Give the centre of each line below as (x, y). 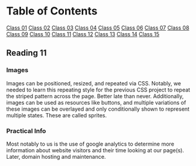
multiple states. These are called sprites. (57, 115)
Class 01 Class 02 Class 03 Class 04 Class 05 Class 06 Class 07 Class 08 (98, 28)
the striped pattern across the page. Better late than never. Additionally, (95, 96)
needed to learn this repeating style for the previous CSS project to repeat (98, 90)
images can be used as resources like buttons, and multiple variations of (96, 102)
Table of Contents (52, 11)
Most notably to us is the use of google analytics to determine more (90, 144)
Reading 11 (27, 53)
